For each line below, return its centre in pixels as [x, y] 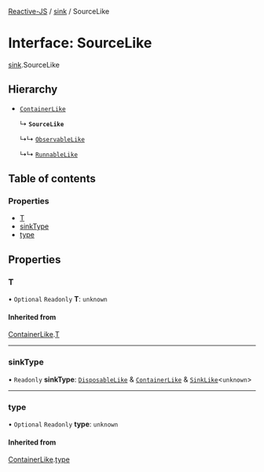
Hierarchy [33, 90]
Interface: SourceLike [80, 43]
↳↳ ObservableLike [52, 139]
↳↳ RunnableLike [49, 154]
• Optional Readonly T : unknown [58, 299]
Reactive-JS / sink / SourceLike [59, 11]
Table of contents [52, 179]
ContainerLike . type [39, 459]
